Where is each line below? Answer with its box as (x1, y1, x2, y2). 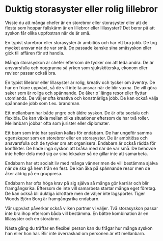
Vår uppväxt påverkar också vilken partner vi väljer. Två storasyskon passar (5, 205, 158, 211)
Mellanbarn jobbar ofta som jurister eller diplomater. (5, 120, 110, 126)
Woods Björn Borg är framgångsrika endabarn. (5, 195, 100, 202)
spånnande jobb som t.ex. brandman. (5, 100, 81, 106)
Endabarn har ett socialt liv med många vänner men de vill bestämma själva (5, 160, 158, 166)
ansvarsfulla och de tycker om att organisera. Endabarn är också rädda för (5, 140, 156, 146)
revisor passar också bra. (5, 70, 56, 76)
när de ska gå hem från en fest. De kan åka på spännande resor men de (5, 165, 151, 171)
